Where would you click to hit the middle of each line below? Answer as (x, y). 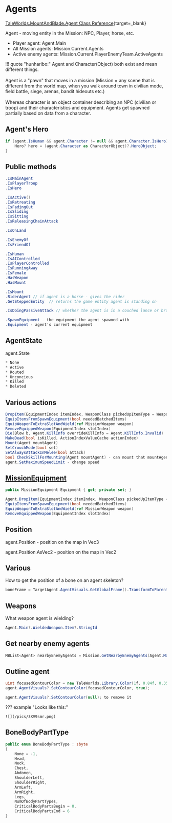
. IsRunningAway (21, 268)
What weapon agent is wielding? (40, 618)
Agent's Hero (27, 129)
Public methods (31, 167)
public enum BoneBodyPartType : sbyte (47, 744)
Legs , (20, 797)
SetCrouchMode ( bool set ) (32, 448)
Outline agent (27, 672)
